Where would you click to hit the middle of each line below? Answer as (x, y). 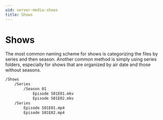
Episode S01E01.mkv (53, 94)
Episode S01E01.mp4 (44, 108)
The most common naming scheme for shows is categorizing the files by (81, 54)
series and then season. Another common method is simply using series (81, 59)
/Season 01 (35, 89)
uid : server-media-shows (32, 10)
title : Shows (19, 15)
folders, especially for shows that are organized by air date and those (78, 65)
